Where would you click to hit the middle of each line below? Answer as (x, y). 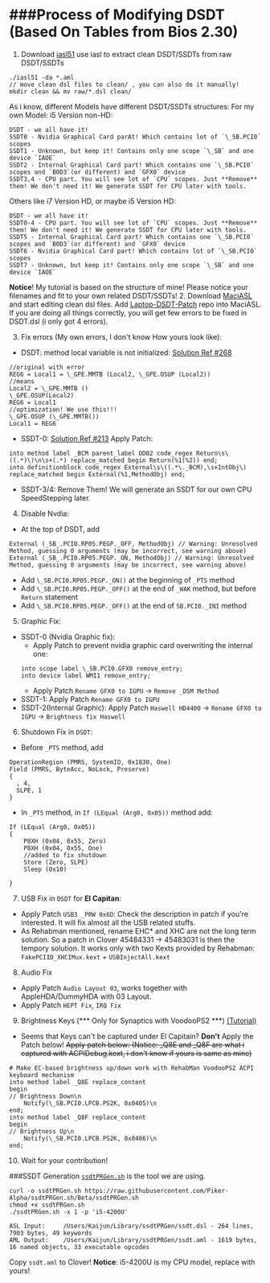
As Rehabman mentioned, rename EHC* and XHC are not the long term (138, 930)
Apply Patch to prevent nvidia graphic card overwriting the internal (143, 645)
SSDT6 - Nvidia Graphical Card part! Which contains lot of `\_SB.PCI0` (133, 251)
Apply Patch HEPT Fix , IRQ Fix (71, 1005)
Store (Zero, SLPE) (56, 862)
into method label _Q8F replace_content (78, 1117)
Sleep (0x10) (45, 869)
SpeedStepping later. (55, 497)
